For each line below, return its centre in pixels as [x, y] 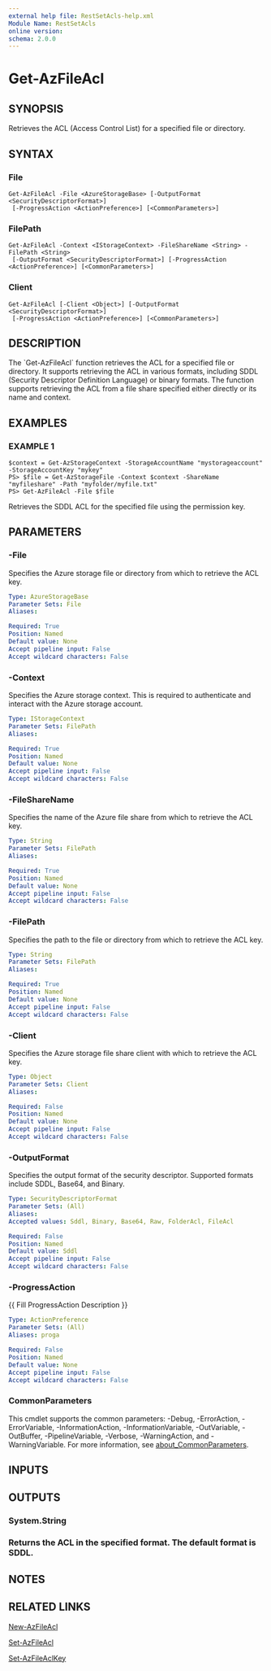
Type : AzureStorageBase [49, 596]
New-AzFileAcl [33, 1626]
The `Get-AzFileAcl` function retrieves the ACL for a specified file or [122, 363]
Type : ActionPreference [49, 1320]
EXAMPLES [38, 423]
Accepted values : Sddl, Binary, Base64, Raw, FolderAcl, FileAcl [121, 1221]
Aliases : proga [34, 1335]
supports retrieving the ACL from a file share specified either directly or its [133, 389]
